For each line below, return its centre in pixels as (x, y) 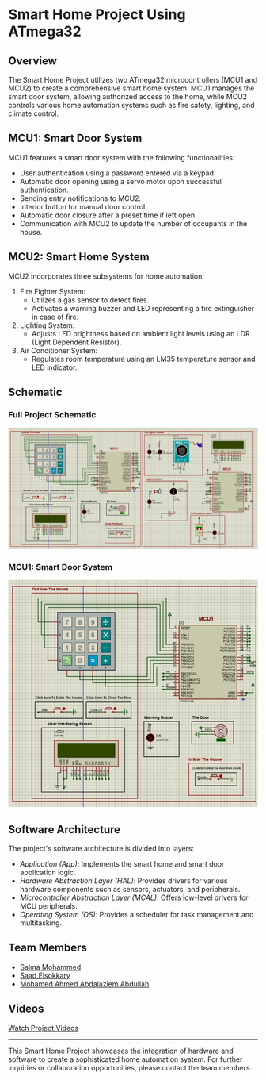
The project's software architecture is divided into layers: (101, 849)
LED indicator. (54, 367)
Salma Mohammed (50, 967)
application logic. (47, 872)
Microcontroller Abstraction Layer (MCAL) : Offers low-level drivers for (134, 897)
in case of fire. (55, 317)
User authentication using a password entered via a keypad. (118, 173)
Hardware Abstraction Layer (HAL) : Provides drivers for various (123, 881)
